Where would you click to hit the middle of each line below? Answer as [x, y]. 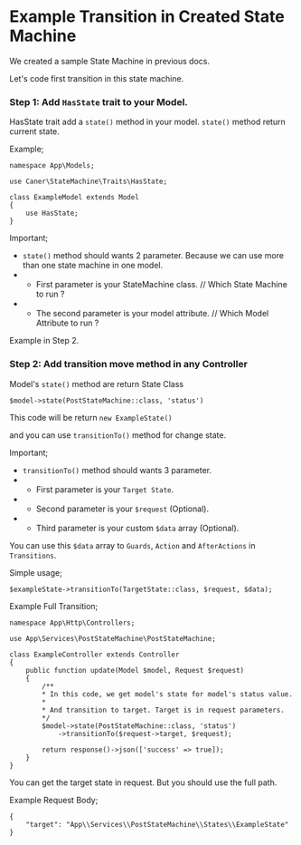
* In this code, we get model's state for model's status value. [168, 694]
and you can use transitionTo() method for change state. [118, 435]
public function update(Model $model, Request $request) [135, 670]
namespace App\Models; [52, 166]
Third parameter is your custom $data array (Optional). [137, 528]
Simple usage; [36, 572]
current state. [35, 131]
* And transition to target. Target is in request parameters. [163, 710]
